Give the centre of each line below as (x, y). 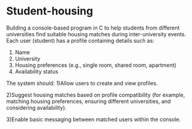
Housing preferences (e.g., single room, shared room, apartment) (96, 65)
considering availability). (37, 107)
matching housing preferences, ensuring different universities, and (88, 101)
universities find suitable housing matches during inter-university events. (96, 34)
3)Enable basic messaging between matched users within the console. (94, 119)
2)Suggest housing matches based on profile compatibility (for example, (96, 95)
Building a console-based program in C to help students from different (93, 28)
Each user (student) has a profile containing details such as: (80, 40)
